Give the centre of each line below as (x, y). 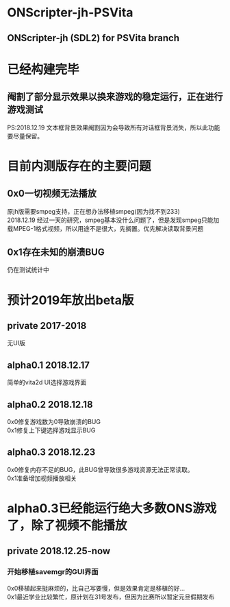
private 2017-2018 (47, 326)
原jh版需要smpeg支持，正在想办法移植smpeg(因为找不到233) (93, 211)
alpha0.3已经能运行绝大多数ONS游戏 (112, 509)
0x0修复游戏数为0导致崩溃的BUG (54, 422)
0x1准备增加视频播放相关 (42, 478)
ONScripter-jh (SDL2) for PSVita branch (93, 38)
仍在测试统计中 (28, 270)
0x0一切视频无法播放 (52, 194)
